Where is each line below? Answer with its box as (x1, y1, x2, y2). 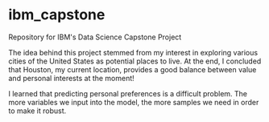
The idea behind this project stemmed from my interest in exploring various (8, 47, 259, 57)
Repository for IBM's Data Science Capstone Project (8, 32, 182, 42)
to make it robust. (8, 106, 67, 116)
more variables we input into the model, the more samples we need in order (8, 97, 259, 107)
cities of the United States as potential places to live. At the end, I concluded (8, 56, 262, 66)
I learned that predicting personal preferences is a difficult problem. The (8, 88, 248, 98)
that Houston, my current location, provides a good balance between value (8, 64, 257, 74)
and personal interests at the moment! (8, 73, 134, 83)
